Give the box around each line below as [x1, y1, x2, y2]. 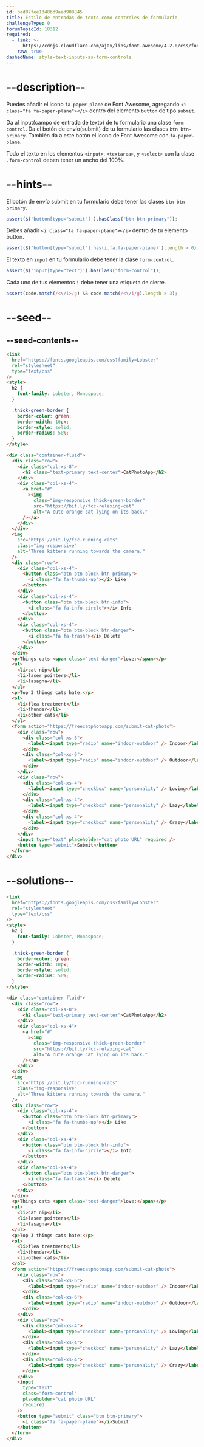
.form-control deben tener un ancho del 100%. [6, 156, 125, 163]
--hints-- [6, 177, 53, 191]
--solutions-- [6, 874, 75, 888]
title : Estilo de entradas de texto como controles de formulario [6, 15, 178, 21]
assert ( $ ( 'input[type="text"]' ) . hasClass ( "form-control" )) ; [6, 268, 162, 274]
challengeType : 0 [6, 20, 50, 26]
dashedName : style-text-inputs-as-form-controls [6, 54, 132, 60]
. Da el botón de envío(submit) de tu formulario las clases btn [25, 125, 178, 132]
